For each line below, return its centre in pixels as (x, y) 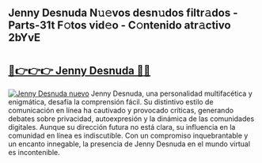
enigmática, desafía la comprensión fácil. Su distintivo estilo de (111, 102)
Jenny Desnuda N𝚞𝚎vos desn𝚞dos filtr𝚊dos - (123, 13)
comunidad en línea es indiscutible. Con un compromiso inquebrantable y (128, 135)
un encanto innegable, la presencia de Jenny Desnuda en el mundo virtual (129, 144)
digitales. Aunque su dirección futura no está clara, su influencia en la (122, 127)
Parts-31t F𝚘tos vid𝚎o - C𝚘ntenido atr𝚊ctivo (120, 26)
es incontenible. (34, 152)
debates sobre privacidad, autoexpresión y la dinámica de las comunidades (131, 119)
